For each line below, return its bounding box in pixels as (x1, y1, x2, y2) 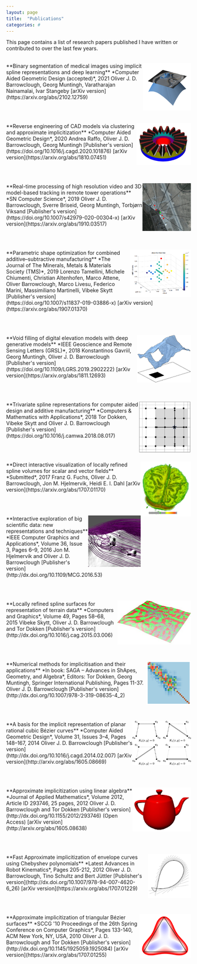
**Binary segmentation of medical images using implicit (6, 62, 142, 70)
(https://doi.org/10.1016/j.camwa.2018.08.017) (6, 432, 116, 439)
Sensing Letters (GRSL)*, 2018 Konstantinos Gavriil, (6, 347, 132, 354)
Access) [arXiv (6, 818, 42, 825)
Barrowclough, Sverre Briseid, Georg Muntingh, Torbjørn (6, 201, 142, 209)
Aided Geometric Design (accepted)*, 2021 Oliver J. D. (6, 75, 138, 82)
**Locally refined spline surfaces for (6, 600, 96, 607)
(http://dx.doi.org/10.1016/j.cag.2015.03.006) (6, 632, 113, 639)
